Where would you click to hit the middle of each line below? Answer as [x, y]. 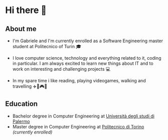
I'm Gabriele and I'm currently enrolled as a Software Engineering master [88, 41]
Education [22, 104]
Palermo [21, 121]
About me [21, 29]
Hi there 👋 [26, 10]
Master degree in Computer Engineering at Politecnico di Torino [78, 126]
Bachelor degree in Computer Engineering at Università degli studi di [83, 116]
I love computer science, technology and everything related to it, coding [87, 58]
